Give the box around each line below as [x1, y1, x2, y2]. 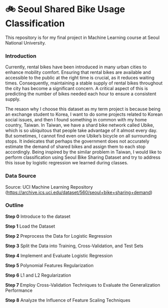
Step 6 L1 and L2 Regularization [5, 272, 71, 278]
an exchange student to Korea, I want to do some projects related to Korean [5, 111, 163, 117]
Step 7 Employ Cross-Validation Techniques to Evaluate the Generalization [5, 282, 160, 288]
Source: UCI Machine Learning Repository [5, 184, 93, 190]
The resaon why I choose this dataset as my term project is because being [5, 106, 161, 112]
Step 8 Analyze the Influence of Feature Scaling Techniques [5, 297, 131, 303]
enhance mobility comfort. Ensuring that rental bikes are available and [5, 69, 151, 75]
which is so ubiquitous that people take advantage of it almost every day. [5, 127, 158, 134]
